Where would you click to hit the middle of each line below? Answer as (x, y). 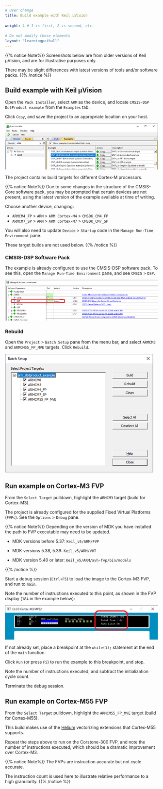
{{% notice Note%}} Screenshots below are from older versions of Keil (76, 55)
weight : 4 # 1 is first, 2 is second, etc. (50, 26)
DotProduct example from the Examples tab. (47, 107)
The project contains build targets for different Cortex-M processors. (74, 177)
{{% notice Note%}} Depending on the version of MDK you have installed (78, 527)
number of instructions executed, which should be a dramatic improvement (80, 747)
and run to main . (21, 584)
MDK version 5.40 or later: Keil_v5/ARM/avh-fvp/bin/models (72, 560)
